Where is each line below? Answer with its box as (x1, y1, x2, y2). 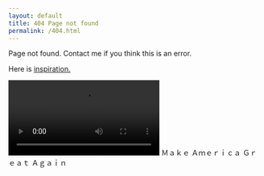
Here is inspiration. (8, 64, 71, 74)
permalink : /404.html (8, 27, 81, 35)
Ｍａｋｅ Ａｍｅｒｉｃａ (160, 148, 241, 158)
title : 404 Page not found (8, 19, 99, 27)
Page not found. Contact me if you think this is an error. (8, 49, 192, 59)
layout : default (8, 11, 63, 20)
